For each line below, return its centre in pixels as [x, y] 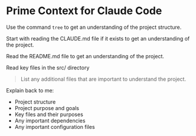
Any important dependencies [50, 120]
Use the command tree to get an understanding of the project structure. [94, 27]
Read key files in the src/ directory [48, 67]
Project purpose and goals [47, 108]
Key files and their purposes [49, 114]
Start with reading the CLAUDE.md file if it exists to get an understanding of [98, 38]
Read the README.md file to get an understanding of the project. [85, 56]
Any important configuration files [55, 127]
